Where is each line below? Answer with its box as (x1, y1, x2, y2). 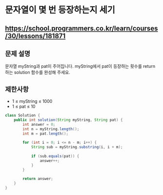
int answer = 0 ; (22, 122, 55, 127)
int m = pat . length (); (22, 131, 69, 136)
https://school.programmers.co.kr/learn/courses (5, 24, 158, 32)
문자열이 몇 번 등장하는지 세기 (5, 4, 115, 16)
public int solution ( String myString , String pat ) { (14, 117, 123, 122)
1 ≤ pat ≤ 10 (12, 103, 36, 110)
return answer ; (22, 176, 54, 181)
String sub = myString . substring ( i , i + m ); (31, 145, 123, 150)
